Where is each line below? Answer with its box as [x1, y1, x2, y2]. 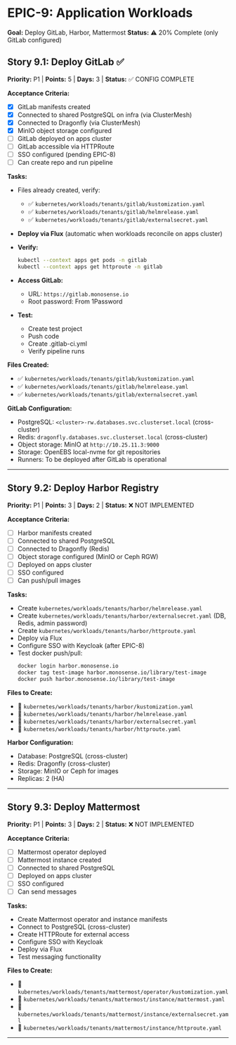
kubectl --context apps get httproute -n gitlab [17, 263, 163, 270]
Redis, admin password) [17, 619, 88, 627]
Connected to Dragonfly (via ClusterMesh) [17, 118, 141, 127]
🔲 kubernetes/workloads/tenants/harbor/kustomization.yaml [17, 702, 194, 711]
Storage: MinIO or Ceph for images [17, 766, 119, 775]
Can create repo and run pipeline [17, 158, 114, 167]
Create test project [27, 325, 83, 332]
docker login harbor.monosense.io [17, 663, 119, 670]
